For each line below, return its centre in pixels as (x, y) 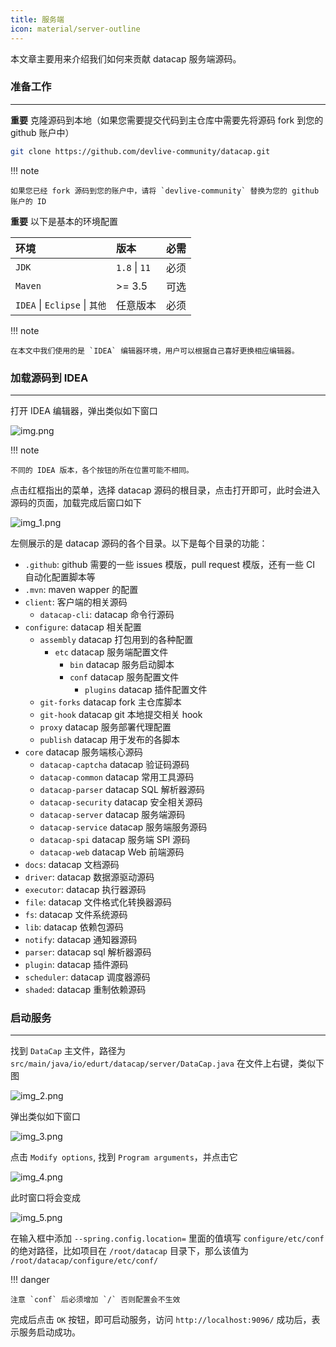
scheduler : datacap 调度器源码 (87, 977)
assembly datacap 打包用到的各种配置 (116, 639)
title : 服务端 (37, 19)
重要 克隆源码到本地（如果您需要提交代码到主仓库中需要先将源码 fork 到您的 (167, 120)
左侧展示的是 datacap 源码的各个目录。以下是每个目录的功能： (139, 543)
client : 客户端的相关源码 (76, 602)
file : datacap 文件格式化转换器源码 (98, 902)
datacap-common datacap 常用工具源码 (117, 777)
